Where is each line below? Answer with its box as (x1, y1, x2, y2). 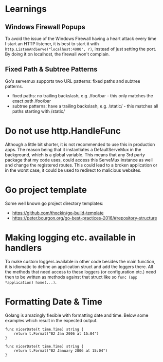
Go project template (5, 184, 87, 195)
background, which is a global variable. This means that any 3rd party (5, 152, 145, 158)
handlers (5, 242, 42, 253)
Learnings (5, 3, 47, 15)
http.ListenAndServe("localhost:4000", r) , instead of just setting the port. (5, 46, 157, 52)
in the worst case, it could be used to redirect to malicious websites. (5, 167, 142, 173)
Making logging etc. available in (5, 232, 136, 243)
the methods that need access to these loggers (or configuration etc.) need (5, 269, 156, 274)
